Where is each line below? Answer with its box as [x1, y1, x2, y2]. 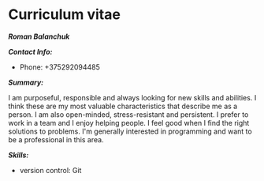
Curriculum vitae [8, 6, 121, 24]
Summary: [8, 77, 44, 87]
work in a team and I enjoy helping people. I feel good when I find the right [8, 118, 250, 127]
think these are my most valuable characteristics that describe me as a [8, 101, 238, 111]
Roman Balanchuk [8, 32, 70, 41]
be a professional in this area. [8, 134, 104, 144]
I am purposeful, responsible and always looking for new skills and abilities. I [8, 92, 257, 102]
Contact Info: [8, 47, 53, 56]
